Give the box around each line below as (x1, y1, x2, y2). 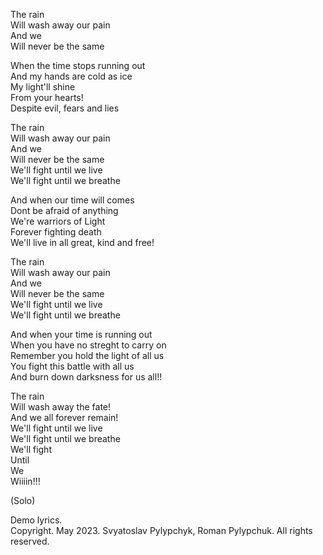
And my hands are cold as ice (10, 70, 133, 82)
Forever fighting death (10, 226, 102, 238)
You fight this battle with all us (10, 360, 135, 372)
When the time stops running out (10, 60, 146, 71)
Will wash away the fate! (10, 401, 112, 413)
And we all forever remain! (10, 412, 119, 423)
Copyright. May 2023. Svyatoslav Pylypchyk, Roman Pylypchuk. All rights (10, 525, 313, 536)
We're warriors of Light (10, 215, 106, 227)
